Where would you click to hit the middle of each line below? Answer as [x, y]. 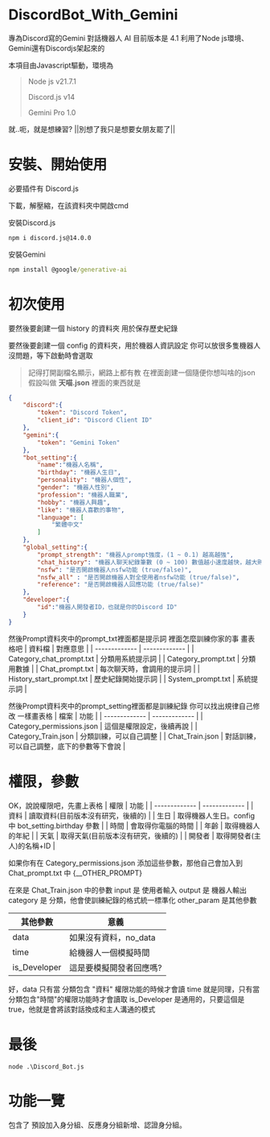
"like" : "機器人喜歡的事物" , [81, 510]
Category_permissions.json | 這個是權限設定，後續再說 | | [103, 726]
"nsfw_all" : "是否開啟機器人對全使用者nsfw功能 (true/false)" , [139, 577]
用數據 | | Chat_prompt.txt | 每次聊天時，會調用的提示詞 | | [104, 669]
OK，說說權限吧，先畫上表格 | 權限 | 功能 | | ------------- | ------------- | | [131, 805]
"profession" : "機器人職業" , [83, 495]
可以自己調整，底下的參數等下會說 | [67, 746]
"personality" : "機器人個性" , [85, 480]
